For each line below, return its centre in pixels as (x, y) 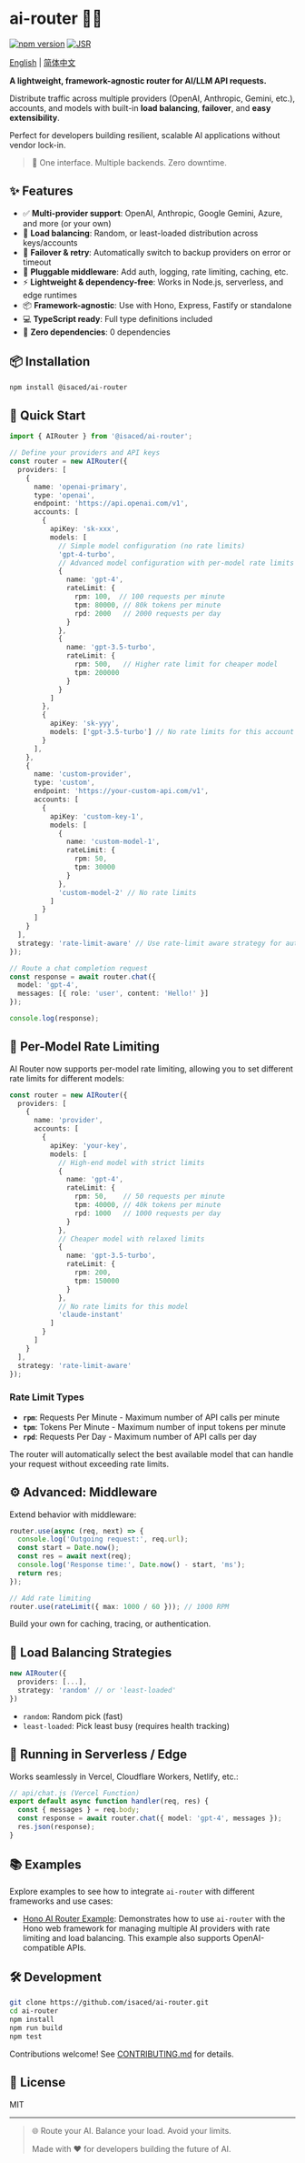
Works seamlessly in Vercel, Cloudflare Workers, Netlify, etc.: (124, 1776)
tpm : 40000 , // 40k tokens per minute (148, 1205)
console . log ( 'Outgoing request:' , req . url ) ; (103, 1539)
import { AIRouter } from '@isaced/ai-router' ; (101, 437)
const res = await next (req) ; (74, 1556)
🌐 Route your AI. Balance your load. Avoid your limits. (131, 2130)
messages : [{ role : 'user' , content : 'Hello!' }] (113, 994)
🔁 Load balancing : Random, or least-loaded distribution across (140, 233)
